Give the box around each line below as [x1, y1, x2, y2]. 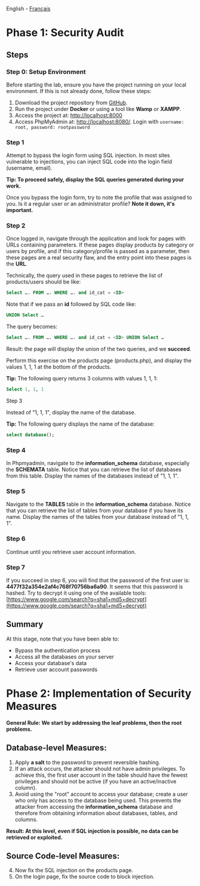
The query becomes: [6, 323, 58, 330]
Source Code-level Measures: [6, 851, 120, 861]
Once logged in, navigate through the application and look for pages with [6, 235, 186, 242]
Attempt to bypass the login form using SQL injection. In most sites [6, 152, 170, 159]
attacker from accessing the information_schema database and [14, 803, 173, 810]
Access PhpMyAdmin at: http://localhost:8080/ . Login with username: [14, 118, 184, 125]
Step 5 [6, 487, 26, 496]
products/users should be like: [6, 278, 81, 285]
